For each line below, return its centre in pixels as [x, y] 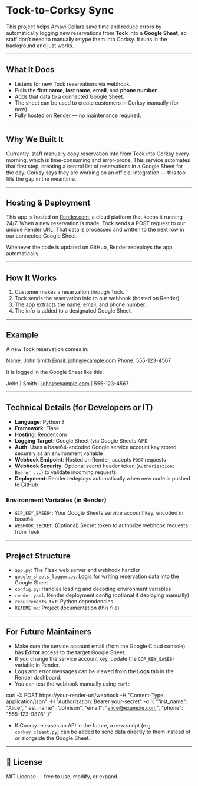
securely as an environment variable [59, 453]
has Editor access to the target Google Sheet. [70, 652]
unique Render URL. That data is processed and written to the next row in [95, 230]
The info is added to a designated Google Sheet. [73, 311]
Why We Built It [35, 139]
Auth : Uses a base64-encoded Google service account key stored [95, 447]
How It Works [32, 277]
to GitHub [26, 485]
